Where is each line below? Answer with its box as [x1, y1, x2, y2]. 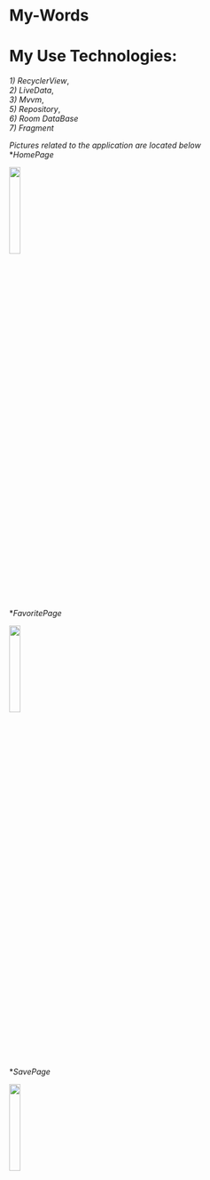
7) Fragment [9, 123, 55, 133]
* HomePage [9, 149, 55, 160]
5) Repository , [9, 104, 61, 115]
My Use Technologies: [9, 46, 177, 67]
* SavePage [9, 1066, 51, 1077]
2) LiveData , [9, 85, 55, 96]
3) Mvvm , [9, 94, 44, 105]
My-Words [9, 5, 89, 26]
